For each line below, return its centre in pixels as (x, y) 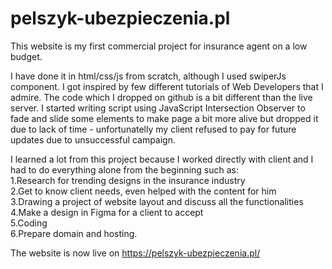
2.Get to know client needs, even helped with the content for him (143, 191)
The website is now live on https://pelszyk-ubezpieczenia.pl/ (135, 253)
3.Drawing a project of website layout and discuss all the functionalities (157, 201)
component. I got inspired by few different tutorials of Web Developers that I (167, 86)
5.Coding (29, 223)
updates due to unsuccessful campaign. (93, 139)
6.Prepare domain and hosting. (74, 233)
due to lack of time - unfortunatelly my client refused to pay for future (153, 129)
